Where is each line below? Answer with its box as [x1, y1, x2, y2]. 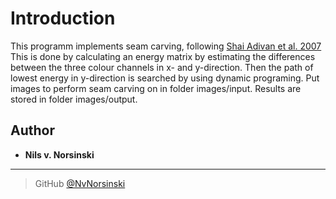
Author [10, 122, 55, 139]
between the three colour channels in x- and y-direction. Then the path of [10, 61, 314, 73]
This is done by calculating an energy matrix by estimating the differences [10, 50, 316, 62]
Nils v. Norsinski [24, 148, 95, 161]
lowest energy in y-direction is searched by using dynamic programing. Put [10, 72, 320, 84]
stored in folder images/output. [10, 93, 138, 105]
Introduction [10, 7, 116, 30]
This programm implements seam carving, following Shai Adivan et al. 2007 [10, 40, 322, 52]
